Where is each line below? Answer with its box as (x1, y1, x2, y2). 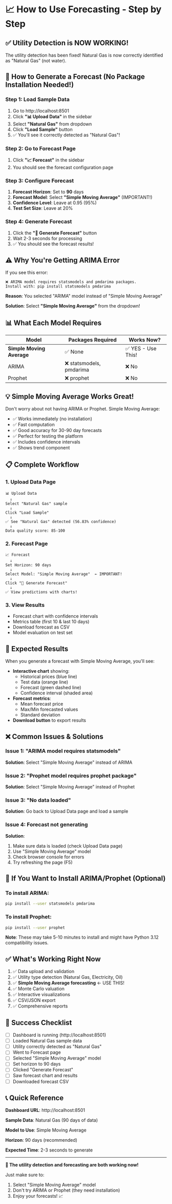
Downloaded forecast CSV (12, 1078, 69, 1085)
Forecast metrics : (12, 695, 51, 702)
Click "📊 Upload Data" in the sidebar (12, 113, 92, 119)
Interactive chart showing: (12, 668, 70, 674)
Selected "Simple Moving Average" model (12, 1055, 101, 1062)
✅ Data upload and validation (12, 968, 75, 975)
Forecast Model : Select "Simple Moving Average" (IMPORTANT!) (12, 194, 153, 201)
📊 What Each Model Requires (5, 318, 102, 327)
